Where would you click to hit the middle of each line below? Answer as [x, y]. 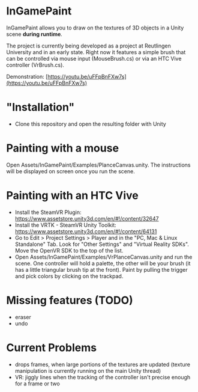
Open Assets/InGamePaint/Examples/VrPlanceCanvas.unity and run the [103, 257]
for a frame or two [37, 384]
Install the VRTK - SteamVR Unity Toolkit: [66, 225]
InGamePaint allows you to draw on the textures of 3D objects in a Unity [95, 28]
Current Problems [52, 348]
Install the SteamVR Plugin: [48, 212]
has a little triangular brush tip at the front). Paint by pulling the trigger [101, 269]
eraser [23, 317]
